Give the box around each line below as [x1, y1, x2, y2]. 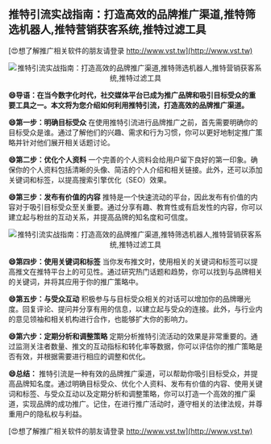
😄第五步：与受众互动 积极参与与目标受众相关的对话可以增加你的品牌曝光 [8, 294, 252, 304]
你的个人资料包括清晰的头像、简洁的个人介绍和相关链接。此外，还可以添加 [15, 165, 263, 174]
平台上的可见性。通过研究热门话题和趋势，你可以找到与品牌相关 [50, 266, 263, 276]
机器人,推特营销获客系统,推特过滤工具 [19, 23, 207, 36]
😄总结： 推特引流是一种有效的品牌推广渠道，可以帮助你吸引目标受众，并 [8, 368, 252, 378]
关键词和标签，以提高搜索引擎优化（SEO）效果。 [8, 174, 172, 184]
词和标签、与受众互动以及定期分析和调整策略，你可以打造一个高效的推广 [8, 388, 248, 398]
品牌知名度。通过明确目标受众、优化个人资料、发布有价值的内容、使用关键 [15, 379, 263, 388]
